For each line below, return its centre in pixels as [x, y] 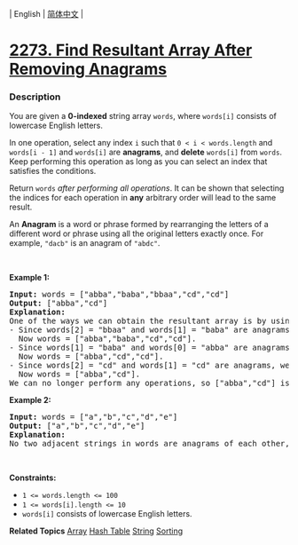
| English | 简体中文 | [47, 14]
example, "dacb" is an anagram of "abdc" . [85, 243]
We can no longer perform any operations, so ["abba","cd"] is [149, 383]
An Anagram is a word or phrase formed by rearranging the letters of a [139, 225]
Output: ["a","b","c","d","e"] [77, 426]
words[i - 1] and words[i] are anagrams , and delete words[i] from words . [145, 152]
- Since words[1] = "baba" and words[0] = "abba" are [129, 348]
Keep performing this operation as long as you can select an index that [138, 162]
